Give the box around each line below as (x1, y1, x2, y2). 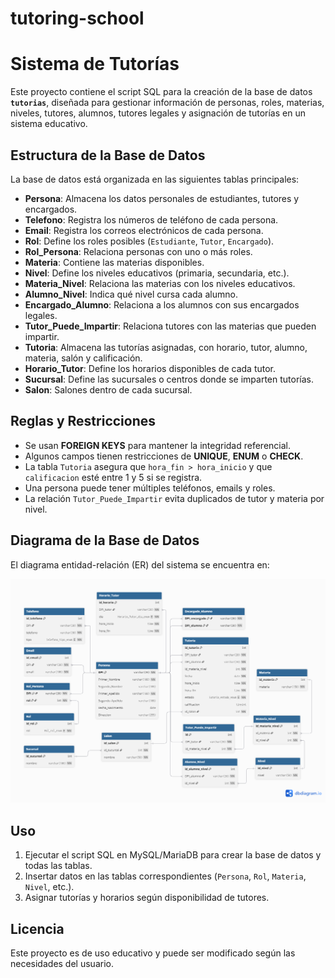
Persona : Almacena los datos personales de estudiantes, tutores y (24, 192, 300, 204)
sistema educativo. (10, 118, 88, 130)
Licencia (10, 920, 65, 937)
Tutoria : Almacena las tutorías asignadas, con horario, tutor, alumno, (24, 341, 308, 353)
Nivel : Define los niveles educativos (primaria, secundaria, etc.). (24, 267, 290, 279)
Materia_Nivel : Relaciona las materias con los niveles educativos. (24, 277, 296, 289)
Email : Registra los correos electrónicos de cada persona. (24, 224, 264, 236)
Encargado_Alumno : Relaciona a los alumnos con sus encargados (24, 298, 300, 311)
